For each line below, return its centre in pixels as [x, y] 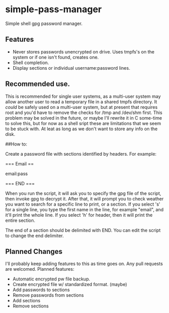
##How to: [16, 144]
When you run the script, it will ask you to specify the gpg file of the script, [83, 193]
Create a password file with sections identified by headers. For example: [81, 154]
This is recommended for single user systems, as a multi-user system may [83, 96]
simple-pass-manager [54, 9]
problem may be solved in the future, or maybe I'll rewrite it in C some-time [84, 118]
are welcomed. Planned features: [40, 269]
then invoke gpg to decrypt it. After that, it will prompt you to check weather [84, 198]
